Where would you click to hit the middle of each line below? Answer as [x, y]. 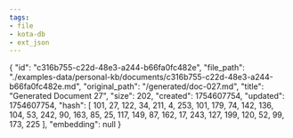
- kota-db [28, 34]
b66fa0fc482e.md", [45, 86]
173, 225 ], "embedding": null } [65, 125]
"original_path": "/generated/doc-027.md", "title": [174, 86]
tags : [19, 17]
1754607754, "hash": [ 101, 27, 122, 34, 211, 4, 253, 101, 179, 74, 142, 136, [142, 106]
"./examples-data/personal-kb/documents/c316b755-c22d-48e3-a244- [142, 77]
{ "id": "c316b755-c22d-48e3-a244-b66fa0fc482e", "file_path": [127, 68]
